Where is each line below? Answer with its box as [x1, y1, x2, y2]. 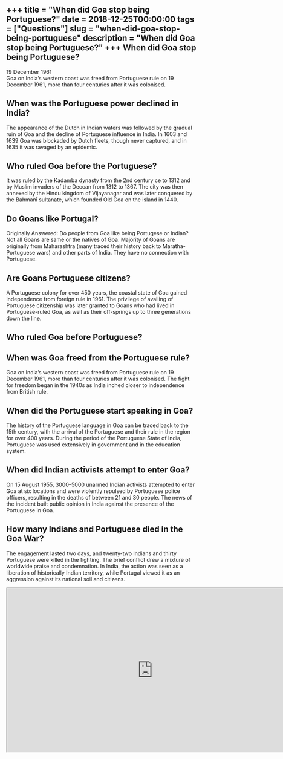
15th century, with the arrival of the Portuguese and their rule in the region [6, 428, 190, 435]
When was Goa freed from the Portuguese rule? [6, 353, 190, 363]
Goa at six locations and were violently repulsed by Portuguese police [6, 487, 180, 495]
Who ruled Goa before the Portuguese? [6, 161, 157, 171]
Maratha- [162, 243, 186, 250]
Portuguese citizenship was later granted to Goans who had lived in [6, 302, 175, 309]
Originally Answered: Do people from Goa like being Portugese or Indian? [6, 230, 189, 237]
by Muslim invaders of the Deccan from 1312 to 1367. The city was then [6, 183, 183, 191]
